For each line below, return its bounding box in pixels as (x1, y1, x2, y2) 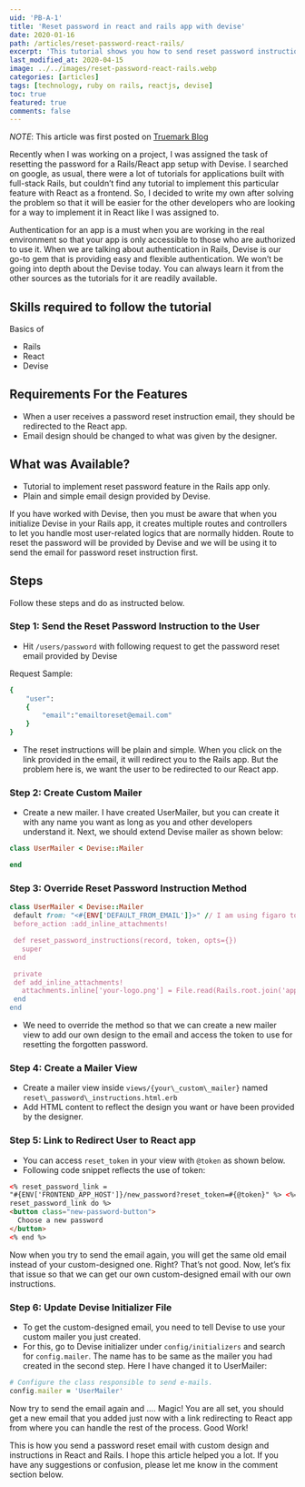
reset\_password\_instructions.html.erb (22, 1094, 178, 1103)
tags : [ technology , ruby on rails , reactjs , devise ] (9, 81, 213, 90)
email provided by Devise (22, 650, 118, 661)
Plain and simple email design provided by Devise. (22, 491, 211, 501)
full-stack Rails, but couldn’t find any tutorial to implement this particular (9, 178, 280, 189)
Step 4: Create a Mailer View (9, 1061, 138, 1074)
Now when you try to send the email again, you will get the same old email (9, 1249, 288, 1260)
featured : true (9, 97, 67, 107)
